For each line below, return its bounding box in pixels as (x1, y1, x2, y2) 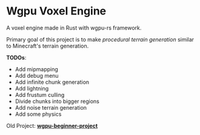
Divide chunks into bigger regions (15, 98, 100, 105)
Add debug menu (15, 72, 59, 79)
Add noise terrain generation (15, 104, 87, 111)
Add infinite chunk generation (15, 78, 90, 86)
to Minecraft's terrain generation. (6, 42, 89, 49)
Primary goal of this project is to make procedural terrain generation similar (6, 36, 195, 43)
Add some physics (15, 110, 62, 118)
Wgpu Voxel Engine (6, 4, 107, 18)
